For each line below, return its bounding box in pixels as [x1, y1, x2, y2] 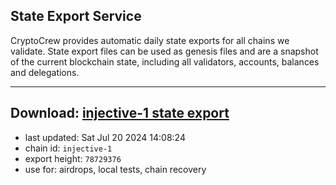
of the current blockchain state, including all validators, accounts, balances [10, 55, 320, 68]
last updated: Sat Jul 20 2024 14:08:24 [24, 131, 186, 143]
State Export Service [10, 8, 142, 25]
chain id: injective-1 [24, 142, 113, 154]
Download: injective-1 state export [10, 105, 230, 122]
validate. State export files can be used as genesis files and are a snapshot [10, 45, 319, 57]
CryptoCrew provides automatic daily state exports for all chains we [10, 34, 290, 46]
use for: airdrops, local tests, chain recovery [24, 163, 207, 175]
